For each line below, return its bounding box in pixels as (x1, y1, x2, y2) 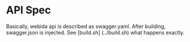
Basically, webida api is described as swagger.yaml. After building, (6, 23, 166, 30)
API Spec (6, 3, 51, 17)
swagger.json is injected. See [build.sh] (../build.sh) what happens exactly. (6, 29, 185, 36)
